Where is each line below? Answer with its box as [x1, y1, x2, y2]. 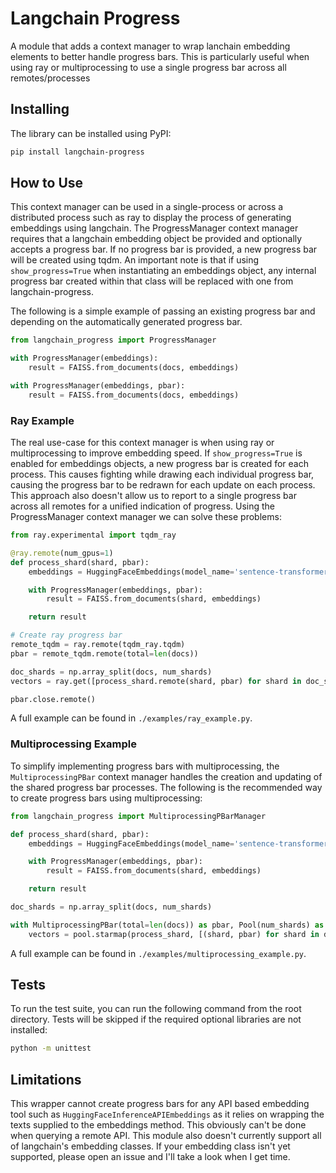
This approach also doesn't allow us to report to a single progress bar [10, 490, 297, 502]
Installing [10, 101, 70, 118]
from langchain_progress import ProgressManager [10, 335, 217, 346]
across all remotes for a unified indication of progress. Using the [10, 500, 276, 512]
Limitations [10, 1071, 82, 1088]
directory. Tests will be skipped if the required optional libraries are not [10, 1013, 302, 1026]
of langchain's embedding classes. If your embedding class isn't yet [10, 1140, 291, 1152]
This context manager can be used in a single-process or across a [10, 201, 284, 213]
